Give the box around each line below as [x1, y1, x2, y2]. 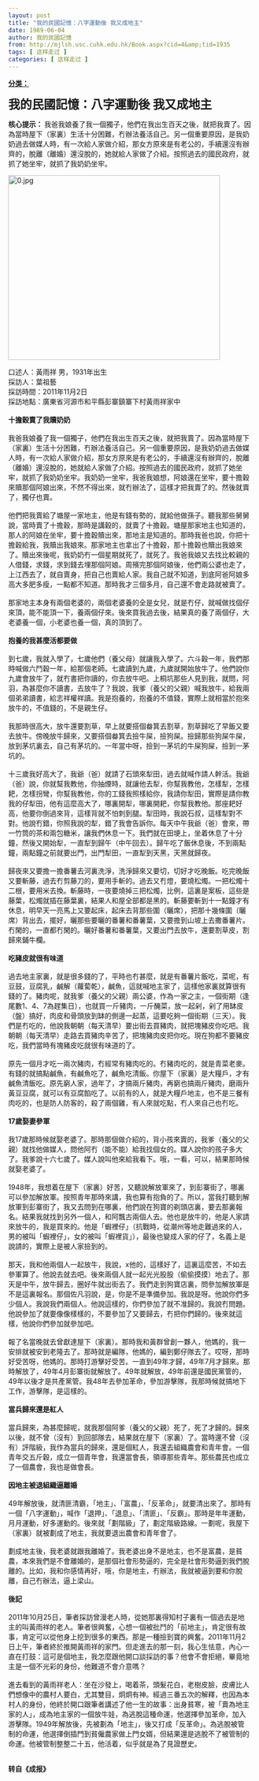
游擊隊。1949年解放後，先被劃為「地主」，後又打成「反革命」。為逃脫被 [8, 1719, 239, 1728]
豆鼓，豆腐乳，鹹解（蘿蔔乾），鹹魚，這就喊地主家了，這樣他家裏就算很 [8, 981, 239, 991]
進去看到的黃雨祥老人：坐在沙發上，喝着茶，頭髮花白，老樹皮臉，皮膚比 [8, 1679, 242, 1689]
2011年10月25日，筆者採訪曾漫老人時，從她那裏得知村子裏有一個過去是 [8, 1612, 239, 1622]
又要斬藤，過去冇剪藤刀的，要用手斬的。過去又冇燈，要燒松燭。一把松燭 [8, 876, 242, 885]
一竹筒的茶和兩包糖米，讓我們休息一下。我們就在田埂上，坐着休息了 [8, 828, 229, 838]
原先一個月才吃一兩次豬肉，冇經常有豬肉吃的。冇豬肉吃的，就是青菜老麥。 [8, 1058, 250, 1068]
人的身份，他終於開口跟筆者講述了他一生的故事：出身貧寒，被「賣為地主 [14, 1699, 250, 1708]
